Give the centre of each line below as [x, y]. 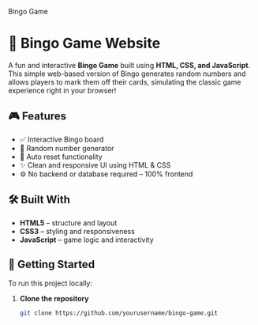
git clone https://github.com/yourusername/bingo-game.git [119, 313]
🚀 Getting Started [52, 264]
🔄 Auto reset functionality [61, 157]
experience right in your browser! [62, 90]
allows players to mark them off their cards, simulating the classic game [125, 81]
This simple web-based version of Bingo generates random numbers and [127, 74]
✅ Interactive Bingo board [62, 139]
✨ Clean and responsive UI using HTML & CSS [95, 164]
